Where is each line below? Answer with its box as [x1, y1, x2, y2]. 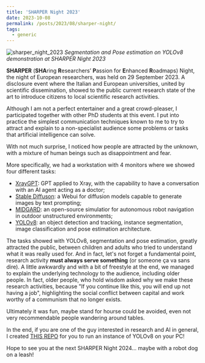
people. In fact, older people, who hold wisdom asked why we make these [6, 277, 193, 284]
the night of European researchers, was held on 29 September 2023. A [6, 74, 185, 81]
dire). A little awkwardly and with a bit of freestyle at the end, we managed [6, 263, 194, 270]
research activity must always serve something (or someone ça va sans [6, 257, 190, 264]
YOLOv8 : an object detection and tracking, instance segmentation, [15, 219, 184, 226]
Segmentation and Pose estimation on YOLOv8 [64, 48, 184, 56]
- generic [12, 32, 37, 38]
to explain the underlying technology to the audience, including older [6, 270, 180, 277]
